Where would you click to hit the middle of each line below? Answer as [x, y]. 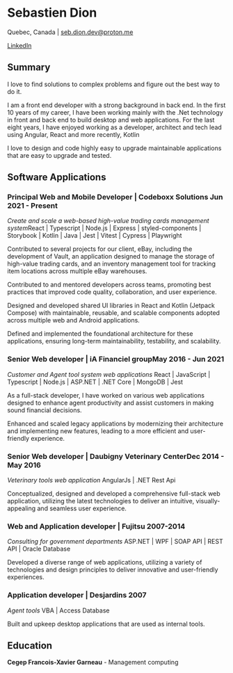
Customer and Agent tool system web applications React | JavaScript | [109, 374]
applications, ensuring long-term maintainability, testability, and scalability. [114, 341]
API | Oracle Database [39, 549]
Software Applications [57, 178]
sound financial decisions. [45, 410]
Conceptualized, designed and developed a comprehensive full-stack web [114, 494]
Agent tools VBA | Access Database [58, 610]
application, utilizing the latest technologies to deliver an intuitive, [101, 501]
